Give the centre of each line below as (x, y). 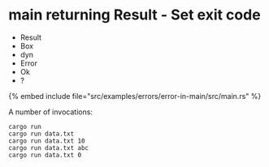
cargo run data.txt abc (49, 148)
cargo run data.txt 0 (45, 155)
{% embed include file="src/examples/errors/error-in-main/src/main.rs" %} (135, 96)
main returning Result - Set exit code (135, 15)
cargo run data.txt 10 (47, 141)
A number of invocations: (51, 112)
